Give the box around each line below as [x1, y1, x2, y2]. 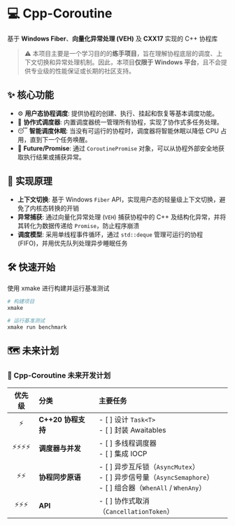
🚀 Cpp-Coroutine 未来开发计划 [7, 371, 111, 381]
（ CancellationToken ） [99, 506, 174, 516]
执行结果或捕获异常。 [23, 152, 85, 161]
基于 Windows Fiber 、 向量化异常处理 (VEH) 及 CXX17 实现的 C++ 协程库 [7, 34, 218, 43]
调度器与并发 [38, 443, 81, 453]
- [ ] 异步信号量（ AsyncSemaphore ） [99, 472, 214, 482]
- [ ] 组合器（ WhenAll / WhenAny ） [99, 483, 206, 492]
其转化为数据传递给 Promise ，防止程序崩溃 [17, 221, 140, 229]
